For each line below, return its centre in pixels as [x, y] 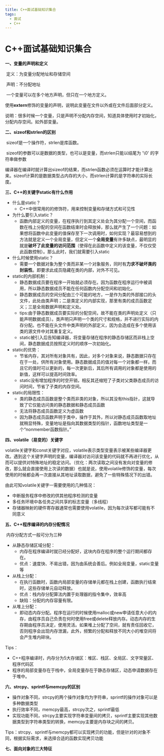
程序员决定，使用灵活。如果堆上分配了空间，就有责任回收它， [94, 625]
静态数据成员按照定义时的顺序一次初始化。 [71, 344]
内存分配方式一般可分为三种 [34, 535]
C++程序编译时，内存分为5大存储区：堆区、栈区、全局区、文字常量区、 [84, 658]
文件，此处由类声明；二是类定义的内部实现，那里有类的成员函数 [83, 301]
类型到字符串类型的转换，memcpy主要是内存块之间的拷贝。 [76, 722]
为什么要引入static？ [33, 215]
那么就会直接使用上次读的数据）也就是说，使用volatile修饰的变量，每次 [85, 469]
